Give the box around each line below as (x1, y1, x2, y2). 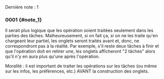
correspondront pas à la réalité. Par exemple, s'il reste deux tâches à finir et (5, 43, 159, 49)
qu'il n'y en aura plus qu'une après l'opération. (5, 53, 100, 59)
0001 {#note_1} (5, 16, 42, 23)
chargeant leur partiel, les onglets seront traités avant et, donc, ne (5, 38, 140, 44)
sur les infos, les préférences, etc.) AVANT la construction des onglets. (5, 68, 149, 74)
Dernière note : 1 (5, 4, 39, 10)
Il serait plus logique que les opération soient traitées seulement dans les (5, 27, 154, 33)
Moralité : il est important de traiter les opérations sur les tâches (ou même (5, 63, 157, 69)
